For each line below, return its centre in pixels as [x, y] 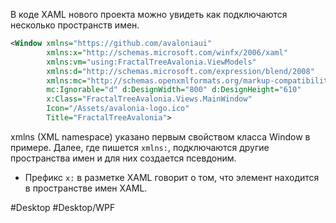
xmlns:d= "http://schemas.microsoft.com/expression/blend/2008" [180, 71]
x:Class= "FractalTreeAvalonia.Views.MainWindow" [149, 99]
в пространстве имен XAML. [86, 188]
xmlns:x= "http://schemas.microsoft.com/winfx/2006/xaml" [167, 52]
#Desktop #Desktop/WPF [63, 207]
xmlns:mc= [66, 80]
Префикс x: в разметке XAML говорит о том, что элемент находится [172, 177]
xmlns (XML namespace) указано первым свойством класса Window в [160, 136]
